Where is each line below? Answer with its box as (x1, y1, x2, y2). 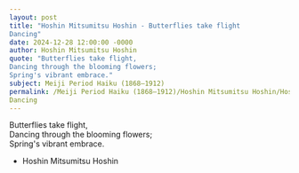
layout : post (9, 12, 58, 22)
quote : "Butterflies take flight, (9, 54, 138, 63)
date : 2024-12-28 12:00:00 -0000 (9, 37, 133, 47)
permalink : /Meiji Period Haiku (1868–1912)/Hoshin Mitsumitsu (9, 87, 249, 96)
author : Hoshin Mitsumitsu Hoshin (9, 46, 138, 55)
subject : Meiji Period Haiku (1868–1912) (9, 79, 166, 88)
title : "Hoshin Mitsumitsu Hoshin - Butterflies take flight (9, 21, 241, 30)
